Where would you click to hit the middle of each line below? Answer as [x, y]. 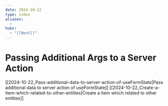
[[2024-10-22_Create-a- [135, 87]
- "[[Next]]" [23, 33]
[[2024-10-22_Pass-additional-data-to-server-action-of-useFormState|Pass [84, 82]
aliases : [14, 19]
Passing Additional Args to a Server [81, 58]
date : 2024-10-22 [23, 10]
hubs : [11, 28]
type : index [18, 14]
